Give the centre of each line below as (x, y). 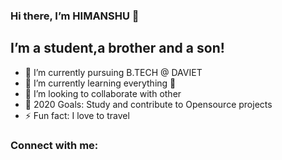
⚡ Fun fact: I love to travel (77, 115)
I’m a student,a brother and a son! (117, 48)
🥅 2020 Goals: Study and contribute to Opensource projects (148, 104)
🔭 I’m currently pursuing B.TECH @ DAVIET (113, 72)
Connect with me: (54, 145)
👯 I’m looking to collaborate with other (103, 93)
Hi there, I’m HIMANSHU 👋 (75, 16)
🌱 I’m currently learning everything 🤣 (100, 83)
